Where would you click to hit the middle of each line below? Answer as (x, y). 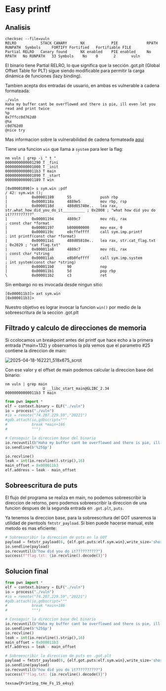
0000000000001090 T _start (33, 176)
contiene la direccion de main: (36, 350)
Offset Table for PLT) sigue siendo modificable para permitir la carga (75, 71)
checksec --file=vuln (27, 39)
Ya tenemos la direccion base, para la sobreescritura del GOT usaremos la (81, 517)
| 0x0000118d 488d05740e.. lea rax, (62, 206)
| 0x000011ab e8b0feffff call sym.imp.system (74, 258)
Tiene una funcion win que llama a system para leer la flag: (64, 149)
